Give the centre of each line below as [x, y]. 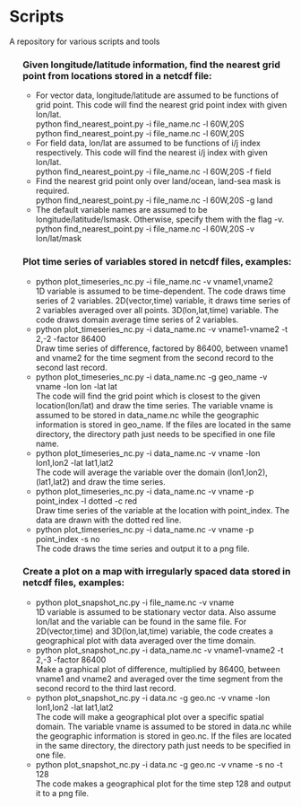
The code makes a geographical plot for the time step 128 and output [163, 784]
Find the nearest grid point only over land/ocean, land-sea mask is [158, 181]
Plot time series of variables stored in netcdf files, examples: [157, 262]
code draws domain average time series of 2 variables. [137, 320]
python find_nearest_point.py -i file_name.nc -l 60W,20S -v [145, 229]
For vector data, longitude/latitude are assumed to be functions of [157, 95]
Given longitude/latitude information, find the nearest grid [151, 65]
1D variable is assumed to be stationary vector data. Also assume [156, 611]
